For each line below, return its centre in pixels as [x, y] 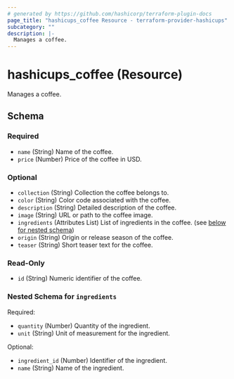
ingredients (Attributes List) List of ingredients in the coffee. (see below [122, 223]
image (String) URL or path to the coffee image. [85, 215]
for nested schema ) [46, 230]
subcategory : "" [31, 27]
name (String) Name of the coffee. [65, 151]
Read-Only [26, 263]
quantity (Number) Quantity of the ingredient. [84, 326]
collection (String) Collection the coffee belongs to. [93, 193]
